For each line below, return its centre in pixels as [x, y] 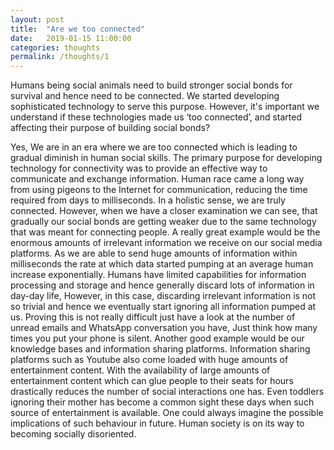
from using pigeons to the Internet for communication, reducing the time [159, 190]
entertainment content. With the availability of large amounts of [140, 370]
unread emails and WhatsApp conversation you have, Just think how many [164, 328]
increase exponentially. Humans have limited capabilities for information [158, 275]
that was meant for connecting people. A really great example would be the [165, 232]
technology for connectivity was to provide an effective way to [139, 168]
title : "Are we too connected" [77, 29]
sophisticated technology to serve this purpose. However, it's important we [165, 107]
